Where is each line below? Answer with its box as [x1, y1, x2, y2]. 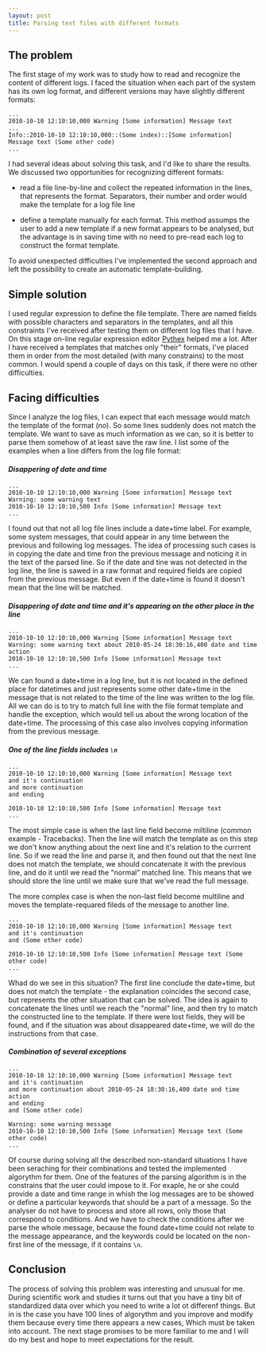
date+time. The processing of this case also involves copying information [8, 718, 249, 728]
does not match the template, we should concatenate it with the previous [8, 859, 247, 868]
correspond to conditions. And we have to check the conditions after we [8, 1214, 245, 1224]
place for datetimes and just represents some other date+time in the [8, 684, 231, 694]
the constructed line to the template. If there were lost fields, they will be [8, 1011, 245, 1021]
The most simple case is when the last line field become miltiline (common [8, 825, 252, 835]
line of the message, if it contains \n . [22, 1239, 143, 1249]
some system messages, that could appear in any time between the [8, 532, 229, 542]
